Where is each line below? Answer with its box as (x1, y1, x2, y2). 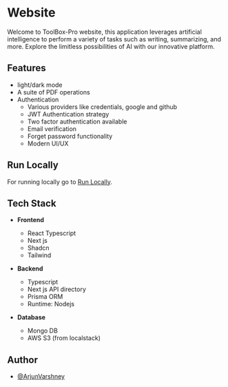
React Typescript (27, 229, 76, 237)
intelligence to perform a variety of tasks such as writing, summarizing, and (7, 34, 222, 43)
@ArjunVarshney (17, 373, 65, 381)
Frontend (17, 216, 45, 224)
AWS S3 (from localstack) (27, 334, 101, 342)
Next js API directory (27, 285, 86, 294)
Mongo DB (27, 326, 59, 335)
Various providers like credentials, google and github (27, 102, 178, 111)
